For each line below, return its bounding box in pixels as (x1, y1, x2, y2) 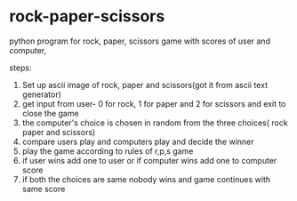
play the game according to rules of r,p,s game (21, 145, 194, 157)
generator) (21, 89, 62, 100)
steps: (9, 62, 32, 73)
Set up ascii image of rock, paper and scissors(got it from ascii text (21, 79, 269, 90)
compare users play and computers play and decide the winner (21, 136, 255, 147)
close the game (21, 108, 79, 118)
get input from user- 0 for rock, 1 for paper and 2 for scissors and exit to (21, 98, 286, 109)
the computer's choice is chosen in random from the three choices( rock (21, 117, 288, 128)
